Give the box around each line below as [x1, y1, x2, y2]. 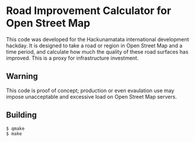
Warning [6, 71, 38, 81]
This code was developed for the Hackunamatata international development [6, 36, 189, 43]
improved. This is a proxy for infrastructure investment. [6, 54, 139, 61]
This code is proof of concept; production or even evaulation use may [6, 86, 175, 94]
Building [6, 110, 37, 120]
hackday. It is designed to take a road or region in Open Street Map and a [6, 42, 183, 49]
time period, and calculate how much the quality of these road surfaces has [6, 48, 189, 55]
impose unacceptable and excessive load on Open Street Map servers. [6, 93, 177, 100]
